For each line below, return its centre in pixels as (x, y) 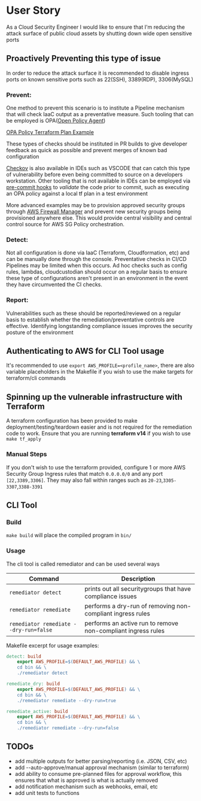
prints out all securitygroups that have (138, 588)
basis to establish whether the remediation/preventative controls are (90, 319)
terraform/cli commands (36, 378)
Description (138, 578)
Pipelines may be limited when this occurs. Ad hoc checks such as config (97, 266)
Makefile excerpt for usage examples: (53, 645)
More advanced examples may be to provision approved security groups (96, 205)
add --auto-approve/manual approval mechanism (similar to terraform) (102, 767)
